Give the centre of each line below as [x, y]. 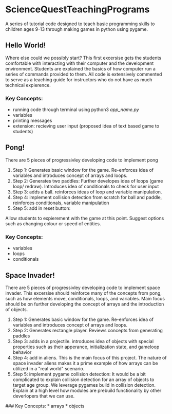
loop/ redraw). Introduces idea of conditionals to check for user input [86, 186]
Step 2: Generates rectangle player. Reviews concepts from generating [88, 330]
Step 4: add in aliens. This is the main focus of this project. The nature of [90, 357]
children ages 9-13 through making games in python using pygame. [77, 29]
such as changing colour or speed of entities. [53, 223]
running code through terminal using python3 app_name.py [76, 110]
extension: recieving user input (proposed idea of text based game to [86, 126]
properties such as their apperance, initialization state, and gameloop [86, 347]
